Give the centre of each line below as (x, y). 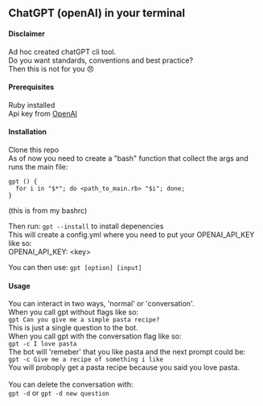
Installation (27, 132)
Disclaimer (27, 33)
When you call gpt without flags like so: (74, 312)
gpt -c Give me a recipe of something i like (86, 360)
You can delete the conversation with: (71, 384)
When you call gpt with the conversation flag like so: (95, 336)
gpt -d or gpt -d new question (59, 393)
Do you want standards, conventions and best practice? (101, 60)
